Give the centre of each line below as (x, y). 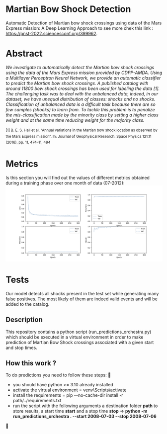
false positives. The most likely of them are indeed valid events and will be (82, 299)
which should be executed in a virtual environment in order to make (75, 337)
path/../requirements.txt (37, 401)
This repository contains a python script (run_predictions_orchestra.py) (79, 332)
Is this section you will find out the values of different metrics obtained (78, 177)
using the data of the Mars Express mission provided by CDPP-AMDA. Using (84, 73)
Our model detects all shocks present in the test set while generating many (82, 293)
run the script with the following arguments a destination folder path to (85, 406)
